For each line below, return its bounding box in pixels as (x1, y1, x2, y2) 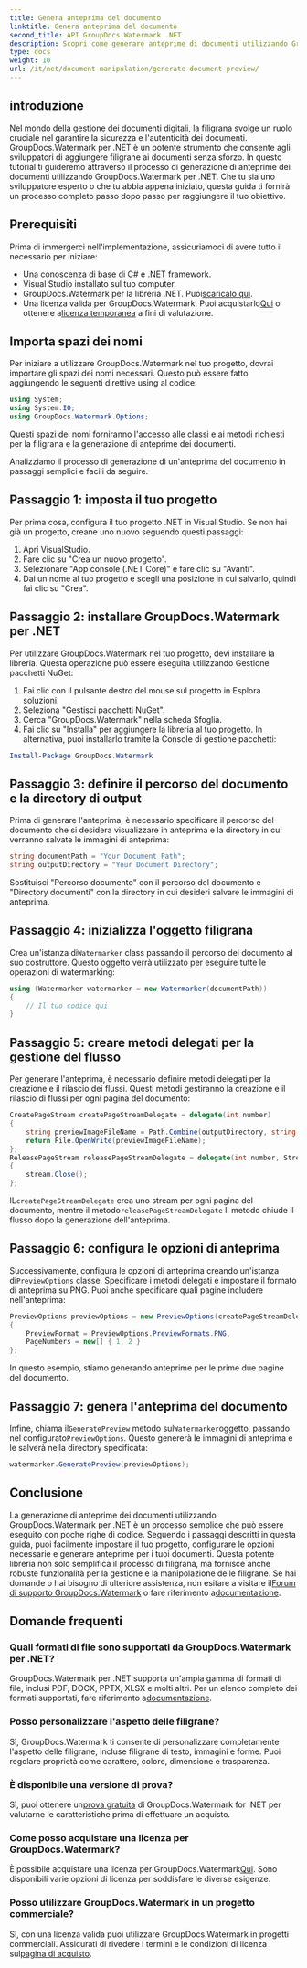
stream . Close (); (26, 1170, 89, 1180)
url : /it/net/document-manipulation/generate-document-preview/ (9, 65, 259, 74)
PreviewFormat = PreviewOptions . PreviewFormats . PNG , (26, 1328, 231, 1338)
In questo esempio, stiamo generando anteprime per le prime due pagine (9, 1362, 285, 1373)
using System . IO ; (9, 404, 76, 413)
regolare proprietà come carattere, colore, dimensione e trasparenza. (9, 1755, 270, 1766)
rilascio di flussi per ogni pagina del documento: (9, 1093, 191, 1104)
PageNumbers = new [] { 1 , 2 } (26, 1338, 142, 1347)
